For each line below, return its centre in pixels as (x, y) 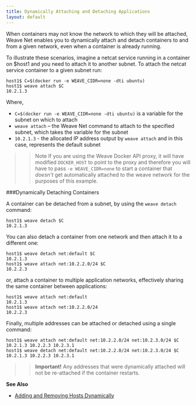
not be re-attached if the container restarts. (87, 373)
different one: (23, 243)
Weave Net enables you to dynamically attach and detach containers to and (97, 40)
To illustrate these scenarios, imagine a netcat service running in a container (98, 58)
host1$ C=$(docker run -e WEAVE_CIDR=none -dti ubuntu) (75, 81)
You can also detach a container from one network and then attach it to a (94, 237)
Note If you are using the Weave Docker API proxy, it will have (109, 156)
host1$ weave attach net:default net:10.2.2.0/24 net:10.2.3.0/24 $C (93, 340)
